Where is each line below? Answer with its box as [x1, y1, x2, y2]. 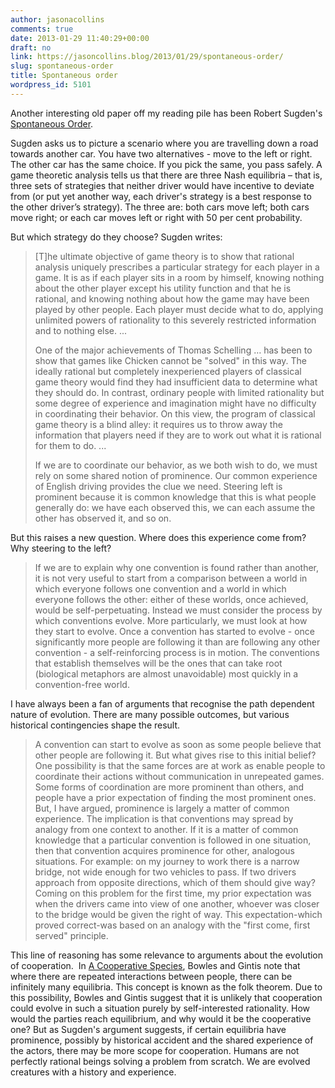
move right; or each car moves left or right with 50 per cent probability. [10, 211, 303, 223]
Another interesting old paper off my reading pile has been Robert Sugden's [10, 107, 323, 119]
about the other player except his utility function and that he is [34, 282, 292, 294]
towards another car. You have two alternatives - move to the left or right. [10, 147, 313, 160]
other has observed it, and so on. [34, 512, 172, 524]
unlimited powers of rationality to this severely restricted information [34, 314, 317, 326]
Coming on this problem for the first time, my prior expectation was [34, 887, 312, 899]
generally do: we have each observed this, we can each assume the [34, 501, 316, 513]
